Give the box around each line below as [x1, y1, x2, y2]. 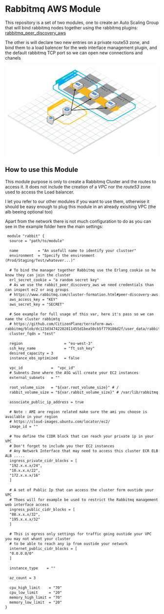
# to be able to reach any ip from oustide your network [9, 541, 128, 546]
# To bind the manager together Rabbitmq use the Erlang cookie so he [9, 268, 156, 273]
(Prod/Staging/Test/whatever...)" [5, 258, 76, 263]
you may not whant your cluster [5, 536, 71, 541]
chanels [5, 55, 21, 61]
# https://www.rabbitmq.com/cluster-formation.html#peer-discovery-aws [9, 292, 159, 297]
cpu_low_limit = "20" [9, 590, 62, 595]
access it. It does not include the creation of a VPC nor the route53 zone [5, 184, 150, 190]
